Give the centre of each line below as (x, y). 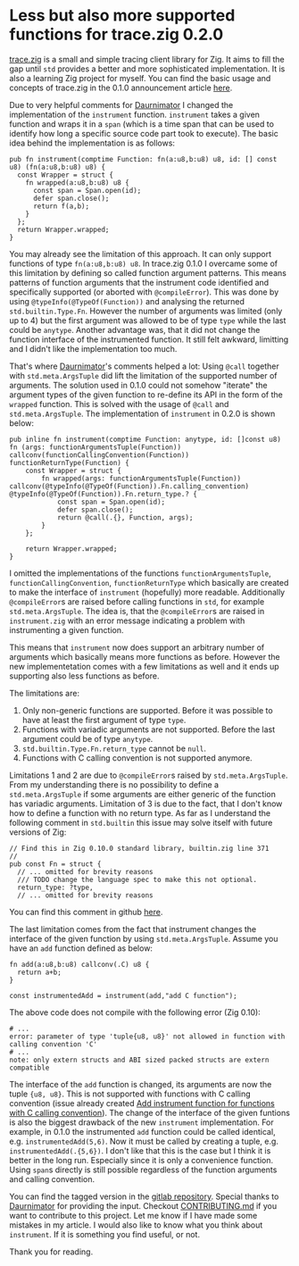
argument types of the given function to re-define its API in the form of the (146, 395)
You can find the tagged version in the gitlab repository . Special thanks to (144, 1196)
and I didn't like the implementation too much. (93, 348)
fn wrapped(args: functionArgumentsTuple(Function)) (141, 479)
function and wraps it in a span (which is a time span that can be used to (142, 124)
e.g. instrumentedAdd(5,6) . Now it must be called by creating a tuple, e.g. (144, 1141)
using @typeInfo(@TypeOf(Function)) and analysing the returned (127, 301)
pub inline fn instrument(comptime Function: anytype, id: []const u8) (145, 439)
